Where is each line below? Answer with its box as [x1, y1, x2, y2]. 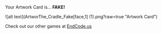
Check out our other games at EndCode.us [5, 23, 92, 29]
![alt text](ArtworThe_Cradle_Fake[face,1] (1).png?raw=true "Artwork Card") [5, 14, 158, 19]
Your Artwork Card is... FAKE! [5, 4, 65, 10]
